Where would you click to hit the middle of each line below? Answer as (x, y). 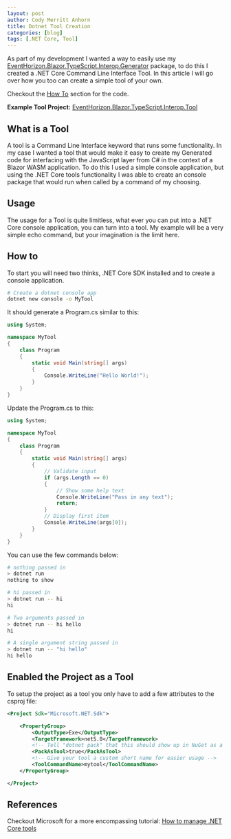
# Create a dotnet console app (52, 293)
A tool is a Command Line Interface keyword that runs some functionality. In (114, 145)
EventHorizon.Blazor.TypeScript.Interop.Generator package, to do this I (108, 66)
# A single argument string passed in (63, 643)
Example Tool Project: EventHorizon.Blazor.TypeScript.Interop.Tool (102, 107)
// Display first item (76, 516)
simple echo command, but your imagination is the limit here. (93, 235)
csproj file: (22, 701)
